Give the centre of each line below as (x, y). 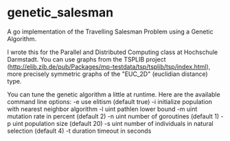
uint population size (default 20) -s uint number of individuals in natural (113, 123)
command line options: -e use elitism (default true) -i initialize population (110, 101)
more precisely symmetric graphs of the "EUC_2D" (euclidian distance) (107, 74)
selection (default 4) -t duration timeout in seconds (79, 131)
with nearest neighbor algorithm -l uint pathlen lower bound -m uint (102, 109)
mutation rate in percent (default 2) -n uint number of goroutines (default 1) (113, 116)
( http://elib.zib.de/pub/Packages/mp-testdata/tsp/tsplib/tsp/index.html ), (109, 66)
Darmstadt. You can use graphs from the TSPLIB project (87, 59)
